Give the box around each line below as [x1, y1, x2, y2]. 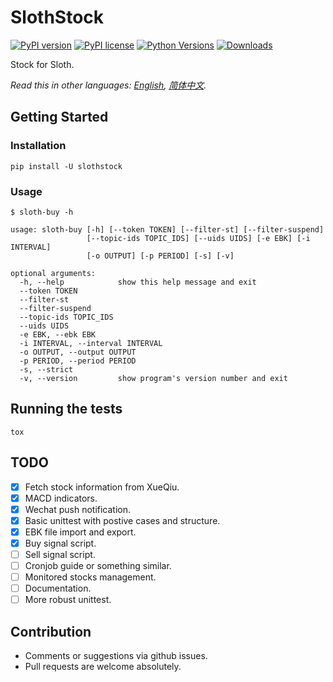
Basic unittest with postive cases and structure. [24, 514, 221, 526]
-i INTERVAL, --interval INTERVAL [19, 338, 163, 348]
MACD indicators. [24, 492, 98, 504]
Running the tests [10, 401, 123, 418]
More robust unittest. [24, 594, 112, 606]
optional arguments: [10, 268, 97, 278]
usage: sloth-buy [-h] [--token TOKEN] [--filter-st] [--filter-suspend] [10, 224, 325, 235]
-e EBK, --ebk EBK [19, 329, 97, 340]
